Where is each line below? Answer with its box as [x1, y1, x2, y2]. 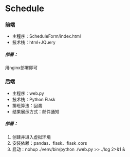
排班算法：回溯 [12, 102, 42, 108]
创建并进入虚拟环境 [12, 134, 51, 140]
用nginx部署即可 [5, 65, 38, 71]
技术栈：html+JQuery [12, 40, 56, 45]
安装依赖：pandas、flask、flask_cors [12, 140, 87, 146]
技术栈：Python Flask [12, 96, 56, 102]
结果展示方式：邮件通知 [12, 109, 59, 114]
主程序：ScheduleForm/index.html [12, 33, 81, 39]
